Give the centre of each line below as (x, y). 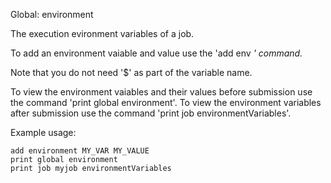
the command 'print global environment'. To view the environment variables (166, 102)
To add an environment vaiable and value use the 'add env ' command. (156, 53)
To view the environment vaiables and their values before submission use (161, 92)
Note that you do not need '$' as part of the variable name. (131, 72)
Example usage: (43, 132)
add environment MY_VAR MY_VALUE (80, 151)
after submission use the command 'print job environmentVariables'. (151, 113)
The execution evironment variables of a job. (102, 33)
